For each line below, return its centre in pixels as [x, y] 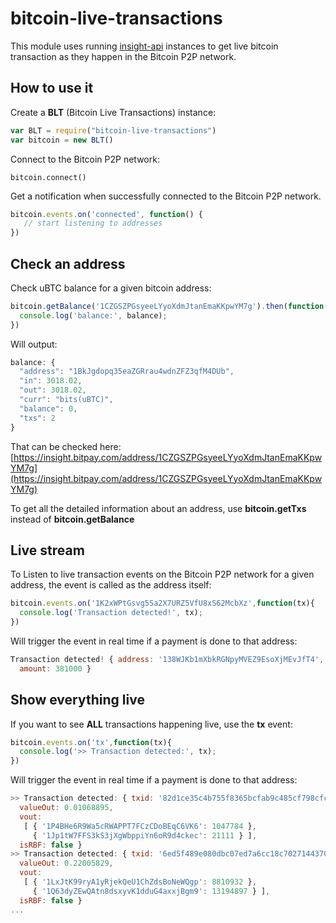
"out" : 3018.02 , [53, 390]
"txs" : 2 [37, 418]
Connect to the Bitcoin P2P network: [85, 159]
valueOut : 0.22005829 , [66, 863]
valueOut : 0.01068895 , [66, 808]
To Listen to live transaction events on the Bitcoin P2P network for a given [162, 574]
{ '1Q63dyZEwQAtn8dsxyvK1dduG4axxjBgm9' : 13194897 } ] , [151, 891]
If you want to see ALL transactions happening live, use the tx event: [151, 724]
